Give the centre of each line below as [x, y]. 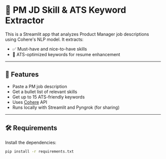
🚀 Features [22, 75]
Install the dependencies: [31, 142]
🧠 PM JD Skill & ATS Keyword [66, 10]
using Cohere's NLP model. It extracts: [44, 39]
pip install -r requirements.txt [40, 151]
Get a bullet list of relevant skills [45, 92]
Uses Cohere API [30, 102]
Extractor [25, 20]
